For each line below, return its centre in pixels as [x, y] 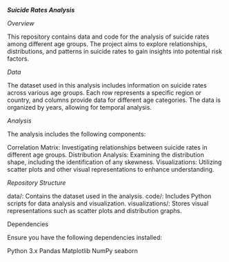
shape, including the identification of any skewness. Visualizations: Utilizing [114, 162]
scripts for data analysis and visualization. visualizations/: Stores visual [108, 203]
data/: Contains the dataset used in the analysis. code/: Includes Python [109, 196]
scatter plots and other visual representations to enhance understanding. [111, 169]
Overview [21, 23]
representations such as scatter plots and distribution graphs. [95, 211]
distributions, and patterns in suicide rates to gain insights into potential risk [115, 51]
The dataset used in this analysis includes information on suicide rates [107, 85]
